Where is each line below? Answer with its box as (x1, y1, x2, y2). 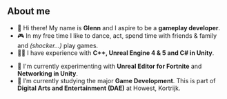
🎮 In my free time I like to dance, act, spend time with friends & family (17, 31, 217, 40)
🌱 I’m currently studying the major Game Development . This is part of (17, 76, 216, 85)
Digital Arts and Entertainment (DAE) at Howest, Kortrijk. (17, 84, 181, 92)
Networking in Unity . (17, 69, 78, 78)
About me (7, 5, 50, 17)
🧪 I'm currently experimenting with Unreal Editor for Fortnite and (17, 62, 202, 70)
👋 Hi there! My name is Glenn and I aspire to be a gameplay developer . (17, 23, 221, 32)
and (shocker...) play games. (17, 41, 99, 49)
